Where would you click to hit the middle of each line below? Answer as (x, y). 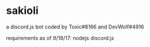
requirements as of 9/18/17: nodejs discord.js (60, 38)
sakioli (23, 11)
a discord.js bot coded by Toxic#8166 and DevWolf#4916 (75, 27)
